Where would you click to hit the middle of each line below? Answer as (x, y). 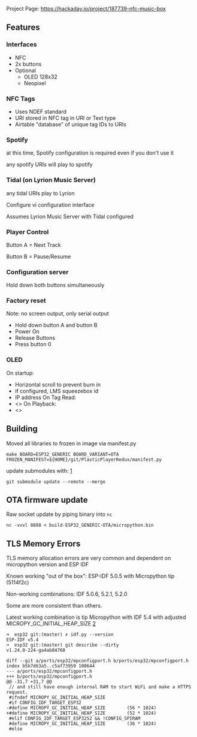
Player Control (28, 232)
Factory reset (26, 301)
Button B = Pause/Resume (39, 256)
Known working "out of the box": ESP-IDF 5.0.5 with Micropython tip (90, 576)
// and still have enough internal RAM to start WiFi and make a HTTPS (100, 687)
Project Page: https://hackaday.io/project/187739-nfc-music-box (86, 9)
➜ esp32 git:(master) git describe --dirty (63, 645)
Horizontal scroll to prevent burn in (57, 384)
